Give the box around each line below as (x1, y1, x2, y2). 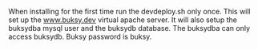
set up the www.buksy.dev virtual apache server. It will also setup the (8, 15, 238, 24)
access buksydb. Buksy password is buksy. (8, 32, 152, 41)
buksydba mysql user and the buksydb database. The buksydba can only (8, 24, 251, 32)
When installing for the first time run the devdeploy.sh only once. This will (8, 7, 251, 16)
